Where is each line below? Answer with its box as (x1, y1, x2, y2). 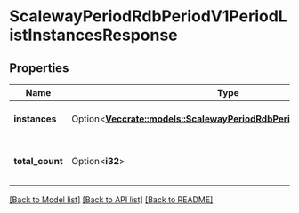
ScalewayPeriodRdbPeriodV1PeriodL (9, 6, 287, 27)
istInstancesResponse (9, 25, 178, 45)
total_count (13, 155, 63, 167)
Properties (9, 60, 69, 75)
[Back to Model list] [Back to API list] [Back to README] (9, 194, 214, 205)
